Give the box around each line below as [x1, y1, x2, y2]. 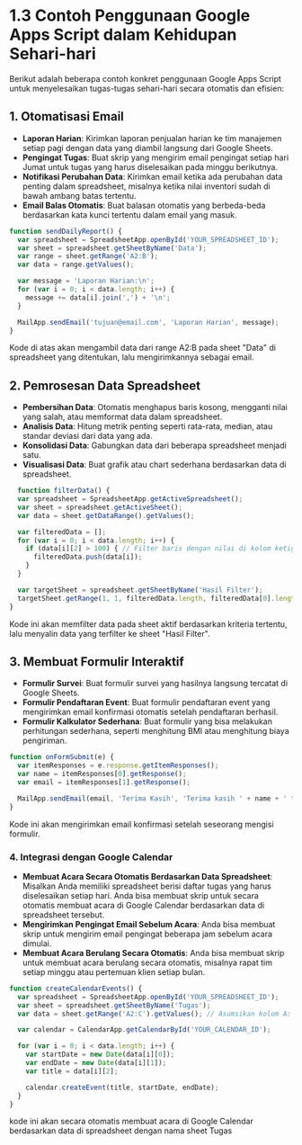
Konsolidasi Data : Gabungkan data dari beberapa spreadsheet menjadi [22, 440, 288, 451]
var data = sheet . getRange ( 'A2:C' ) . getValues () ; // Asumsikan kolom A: [17, 1009, 292, 1018]
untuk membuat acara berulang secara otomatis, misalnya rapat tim [22, 957, 272, 968]
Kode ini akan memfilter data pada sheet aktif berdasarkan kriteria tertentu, [9, 618, 288, 630]
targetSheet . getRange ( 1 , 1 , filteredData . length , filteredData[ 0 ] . [17, 594, 276, 603]
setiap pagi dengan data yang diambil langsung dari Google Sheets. [22, 142, 274, 153]
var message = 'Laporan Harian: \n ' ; [17, 276, 155, 286]
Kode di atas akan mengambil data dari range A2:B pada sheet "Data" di [9, 343, 277, 353]
